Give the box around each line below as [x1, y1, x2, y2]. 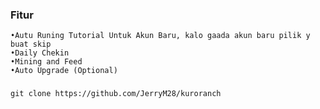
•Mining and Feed [10, 57, 83, 67]
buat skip [10, 39, 52, 50]
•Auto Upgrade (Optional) [10, 66, 118, 76]
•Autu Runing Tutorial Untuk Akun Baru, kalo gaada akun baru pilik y [10, 31, 311, 41]
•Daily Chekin [10, 48, 70, 58]
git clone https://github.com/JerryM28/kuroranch [10, 89, 222, 99]
